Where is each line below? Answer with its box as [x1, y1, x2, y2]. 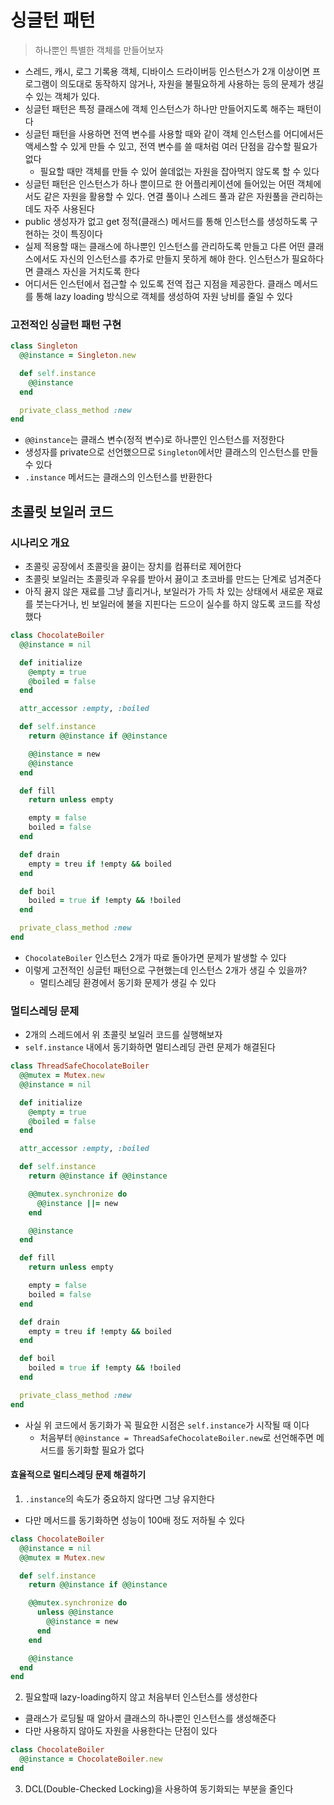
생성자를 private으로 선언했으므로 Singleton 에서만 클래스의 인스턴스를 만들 [24, 446, 319, 458]
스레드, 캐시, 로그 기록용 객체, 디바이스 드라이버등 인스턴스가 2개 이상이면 [24, 65, 311, 77]
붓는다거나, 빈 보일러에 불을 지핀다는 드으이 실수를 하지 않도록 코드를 [35, 598, 303, 610]
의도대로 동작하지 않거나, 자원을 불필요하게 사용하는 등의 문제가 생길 [59, 77, 325, 90]
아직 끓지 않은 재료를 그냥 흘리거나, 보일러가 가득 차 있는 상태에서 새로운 [24, 586, 305, 598]
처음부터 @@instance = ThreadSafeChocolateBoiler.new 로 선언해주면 [39, 1431, 314, 1443]
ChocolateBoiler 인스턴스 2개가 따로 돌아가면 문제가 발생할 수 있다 [24, 951, 287, 963]
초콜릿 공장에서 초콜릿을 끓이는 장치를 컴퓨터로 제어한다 [24, 561, 242, 573]
